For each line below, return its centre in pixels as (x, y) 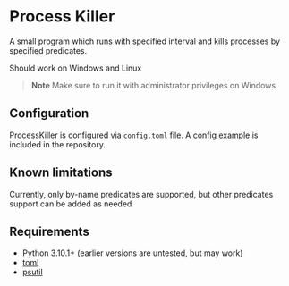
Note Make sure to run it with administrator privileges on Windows (153, 85)
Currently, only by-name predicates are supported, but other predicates (141, 194)
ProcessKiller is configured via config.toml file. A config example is (134, 135)
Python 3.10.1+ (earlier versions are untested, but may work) (132, 253)
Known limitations (61, 173)
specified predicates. (48, 50)
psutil (32, 272)
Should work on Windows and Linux (76, 68)
